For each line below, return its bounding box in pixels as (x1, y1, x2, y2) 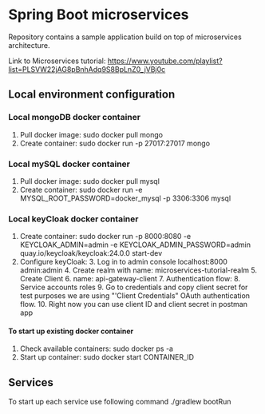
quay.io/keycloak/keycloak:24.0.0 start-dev (19, 249, 163, 258)
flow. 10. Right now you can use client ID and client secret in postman (19, 300, 247, 309)
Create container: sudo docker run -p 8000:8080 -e (19, 232, 192, 241)
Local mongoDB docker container (8, 112, 141, 123)
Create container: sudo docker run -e (19, 185, 143, 194)
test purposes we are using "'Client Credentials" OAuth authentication (19, 291, 250, 301)
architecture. (8, 40, 50, 50)
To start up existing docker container (8, 326, 134, 336)
